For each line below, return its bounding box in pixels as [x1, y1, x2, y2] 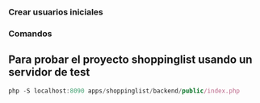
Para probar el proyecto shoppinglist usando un [8, 53, 253, 67]
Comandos [8, 27, 52, 39]
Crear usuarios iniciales [8, 6, 103, 18]
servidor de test [8, 65, 90, 79]
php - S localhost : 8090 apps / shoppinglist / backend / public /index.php [8, 87, 241, 95]
